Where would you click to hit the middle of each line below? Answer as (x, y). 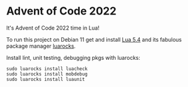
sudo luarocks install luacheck (47, 69)
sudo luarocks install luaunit (46, 79)
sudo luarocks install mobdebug (47, 74)
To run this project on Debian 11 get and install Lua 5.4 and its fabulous (94, 39)
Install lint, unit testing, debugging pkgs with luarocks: (73, 57)
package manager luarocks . (41, 46)
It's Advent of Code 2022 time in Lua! (53, 28)
